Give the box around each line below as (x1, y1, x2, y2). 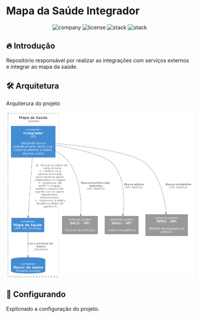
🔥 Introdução (6, 41, 55, 51)
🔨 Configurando (6, 290, 66, 300)
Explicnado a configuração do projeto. (6, 305, 100, 312)
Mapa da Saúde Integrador (6, 4, 140, 18)
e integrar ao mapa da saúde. (6, 63, 78, 70)
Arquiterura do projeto (6, 100, 60, 107)
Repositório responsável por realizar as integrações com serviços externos (6, 56, 190, 63)
